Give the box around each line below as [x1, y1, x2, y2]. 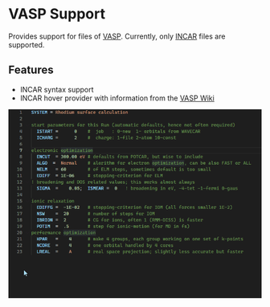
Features [8, 63, 54, 77]
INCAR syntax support [19, 84, 94, 94]
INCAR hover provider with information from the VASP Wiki [19, 93, 215, 103]
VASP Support [8, 5, 106, 23]
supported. [8, 39, 45, 49]
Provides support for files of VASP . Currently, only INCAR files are [8, 31, 226, 41]
